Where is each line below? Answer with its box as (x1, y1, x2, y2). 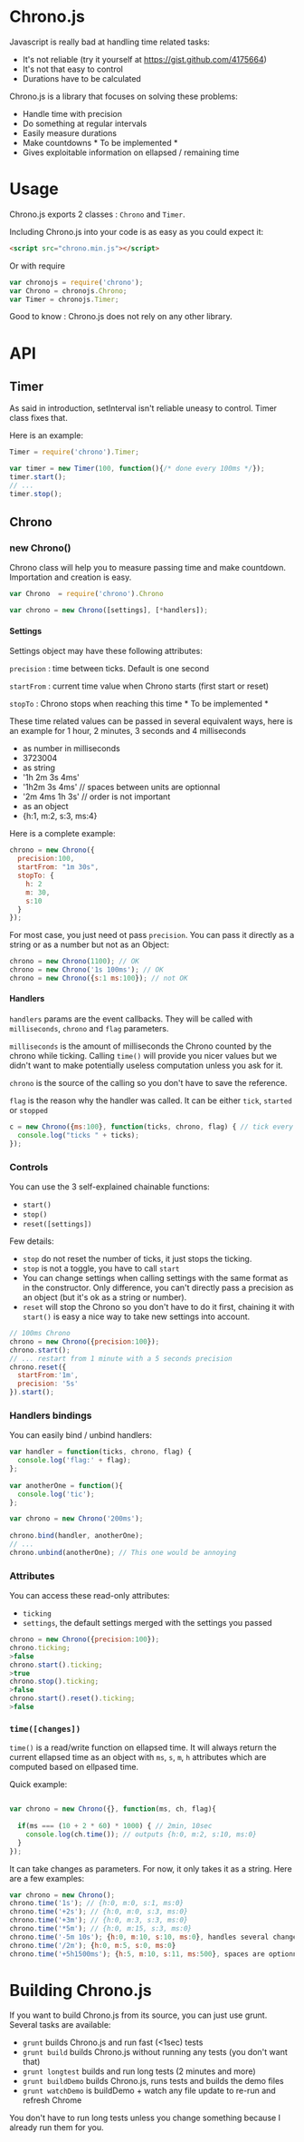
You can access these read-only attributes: (9, 1590, 170, 1601)
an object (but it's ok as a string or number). (22, 1292, 187, 1303)
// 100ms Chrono (9, 1329, 71, 1338)
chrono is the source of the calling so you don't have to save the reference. (9, 1078, 288, 1089)
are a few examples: (9, 1873, 85, 1883)
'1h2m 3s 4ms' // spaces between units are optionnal (22, 782, 221, 793)
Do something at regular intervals (22, 118, 147, 129)
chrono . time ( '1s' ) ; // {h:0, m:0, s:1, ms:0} (9, 1899, 184, 1908)
